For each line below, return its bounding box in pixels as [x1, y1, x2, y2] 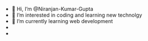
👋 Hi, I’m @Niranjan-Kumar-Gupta [11, 6, 94, 12]
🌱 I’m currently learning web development [11, 18, 113, 24]
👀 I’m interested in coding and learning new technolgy [11, 12, 143, 18]
